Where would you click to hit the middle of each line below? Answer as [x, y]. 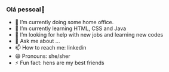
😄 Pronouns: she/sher [42, 56]
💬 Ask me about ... [37, 41]
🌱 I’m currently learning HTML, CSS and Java [70, 28]
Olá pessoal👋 [26, 9]
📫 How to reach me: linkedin [50, 48]
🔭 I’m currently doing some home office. [64, 22]
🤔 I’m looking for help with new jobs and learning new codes [89, 35]
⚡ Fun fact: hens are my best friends [59, 63]
